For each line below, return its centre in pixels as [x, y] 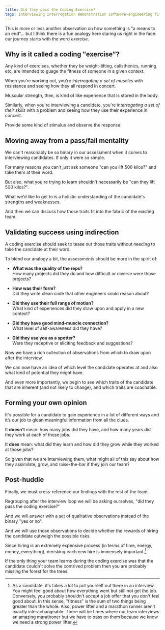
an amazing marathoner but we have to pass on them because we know [85, 617]
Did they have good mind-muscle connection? [60, 323]
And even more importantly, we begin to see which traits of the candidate [79, 382]
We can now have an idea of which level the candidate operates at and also [82, 367]
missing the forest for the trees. [37, 571]
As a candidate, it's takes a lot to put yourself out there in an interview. [83, 586]
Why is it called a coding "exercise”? [62, 54]
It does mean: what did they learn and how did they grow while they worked [82, 444]
